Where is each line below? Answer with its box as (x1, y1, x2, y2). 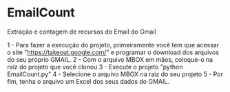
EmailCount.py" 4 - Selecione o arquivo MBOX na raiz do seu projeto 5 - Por (7, 70, 224, 78)
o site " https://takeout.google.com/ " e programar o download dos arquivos (7, 48, 219, 56)
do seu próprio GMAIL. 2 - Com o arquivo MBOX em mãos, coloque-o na (7, 55, 213, 63)
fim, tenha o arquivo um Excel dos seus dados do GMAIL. (7, 77, 170, 85)
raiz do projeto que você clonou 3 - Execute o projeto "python (7, 62, 183, 71)
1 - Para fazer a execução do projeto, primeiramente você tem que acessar (7, 41, 219, 49)
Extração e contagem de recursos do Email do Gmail (7, 27, 156, 36)
